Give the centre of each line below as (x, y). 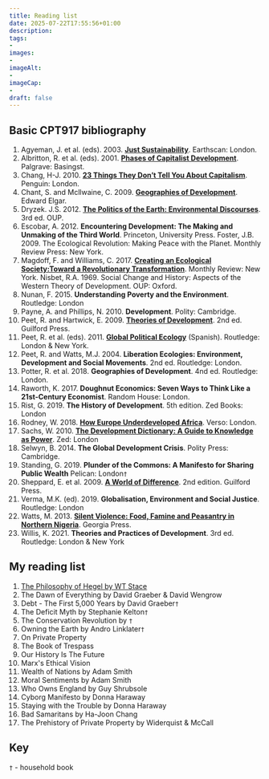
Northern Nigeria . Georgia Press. (76, 525)
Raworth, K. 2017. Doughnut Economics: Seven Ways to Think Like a (136, 388)
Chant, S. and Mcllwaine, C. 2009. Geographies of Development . (129, 193)
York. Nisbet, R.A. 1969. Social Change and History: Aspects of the (131, 278)
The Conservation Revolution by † (77, 620)
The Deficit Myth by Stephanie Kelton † (84, 611)
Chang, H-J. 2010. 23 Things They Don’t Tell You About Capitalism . (134, 175)
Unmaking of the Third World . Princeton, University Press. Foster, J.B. (137, 235)
